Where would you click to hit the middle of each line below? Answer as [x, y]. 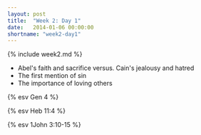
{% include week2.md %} [45, 54]
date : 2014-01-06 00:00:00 [51, 27]
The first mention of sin [52, 76]
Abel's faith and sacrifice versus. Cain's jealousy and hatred [106, 68]
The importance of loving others [65, 84]
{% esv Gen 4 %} [33, 97]
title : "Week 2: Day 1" [44, 21]
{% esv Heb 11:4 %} [37, 111]
